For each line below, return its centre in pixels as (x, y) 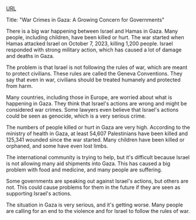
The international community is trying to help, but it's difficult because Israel (98, 157)
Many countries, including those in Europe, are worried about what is (89, 97)
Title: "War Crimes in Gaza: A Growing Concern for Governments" (85, 20)
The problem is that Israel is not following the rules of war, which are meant (97, 67)
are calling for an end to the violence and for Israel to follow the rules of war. (98, 211)
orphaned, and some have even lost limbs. (57, 146)
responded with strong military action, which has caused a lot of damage (94, 50)
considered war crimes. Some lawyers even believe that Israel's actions (92, 110)
